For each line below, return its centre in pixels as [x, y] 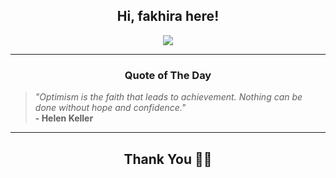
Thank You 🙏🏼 [168, 159]
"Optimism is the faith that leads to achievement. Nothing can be [168, 97]
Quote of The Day [168, 75]
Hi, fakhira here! [168, 16]
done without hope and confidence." [110, 108]
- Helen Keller [64, 118]
